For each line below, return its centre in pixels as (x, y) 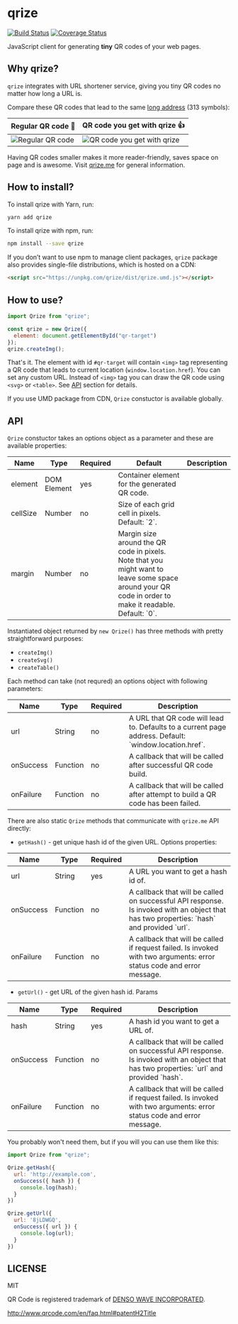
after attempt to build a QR (172, 795)
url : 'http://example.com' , (55, 1174)
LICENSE (27, 1268)
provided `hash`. (156, 1078)
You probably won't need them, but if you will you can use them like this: (113, 1142)
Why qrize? (33, 69)
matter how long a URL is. (45, 93)
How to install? (41, 187)
